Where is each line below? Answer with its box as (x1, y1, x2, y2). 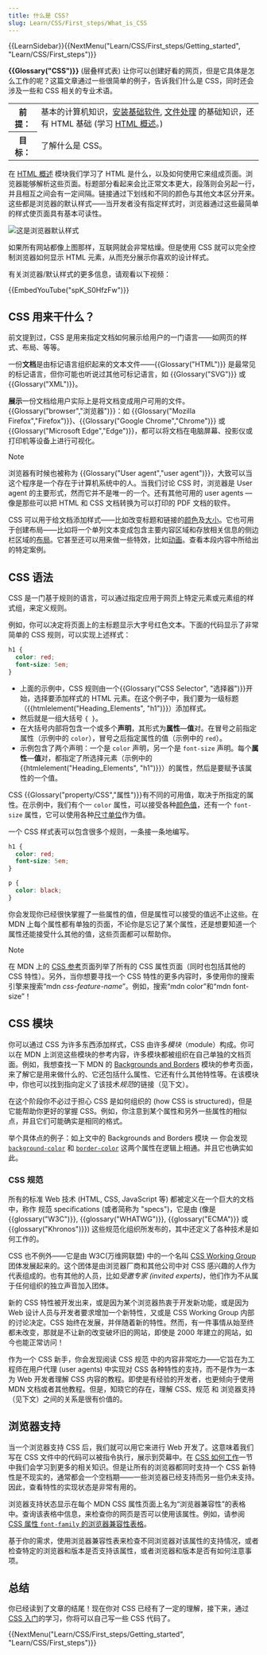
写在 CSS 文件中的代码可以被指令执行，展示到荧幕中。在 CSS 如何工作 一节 (8, 1452, 253, 1462)
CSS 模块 (8, 1017, 54, 1030)
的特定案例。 (8, 545, 50, 555)
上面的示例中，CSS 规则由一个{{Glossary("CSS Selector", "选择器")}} (19, 683, 246, 693)
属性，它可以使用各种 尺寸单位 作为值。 (24, 809, 150, 820)
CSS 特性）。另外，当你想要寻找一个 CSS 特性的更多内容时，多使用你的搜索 (8, 972, 255, 981)
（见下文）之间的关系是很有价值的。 (8, 1394, 127, 1404)
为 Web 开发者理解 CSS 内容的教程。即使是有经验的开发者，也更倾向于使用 (8, 1374, 254, 1384)
